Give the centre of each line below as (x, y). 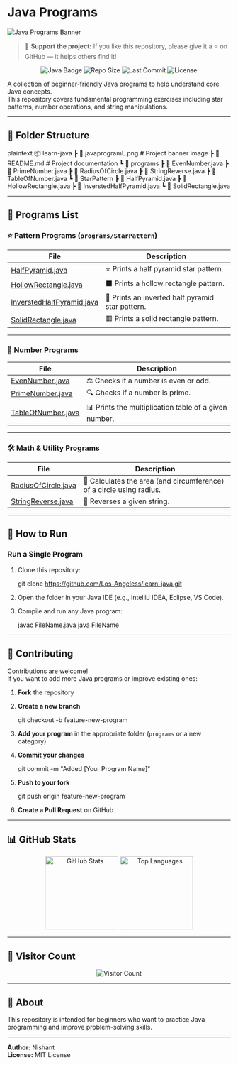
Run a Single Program (45, 555)
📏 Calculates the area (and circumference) (154, 481)
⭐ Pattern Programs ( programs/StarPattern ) (83, 236)
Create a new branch (49, 706)
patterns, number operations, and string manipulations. (88, 106)
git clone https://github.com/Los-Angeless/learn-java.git (100, 584)
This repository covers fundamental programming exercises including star (115, 99)
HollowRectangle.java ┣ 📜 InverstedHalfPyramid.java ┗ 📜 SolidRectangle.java (119, 186)
